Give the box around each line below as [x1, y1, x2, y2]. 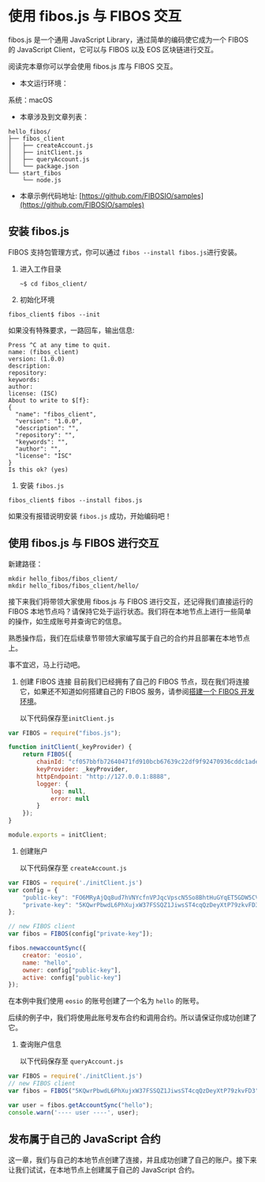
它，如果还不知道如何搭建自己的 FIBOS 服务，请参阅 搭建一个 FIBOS [19, 686, 239, 696]
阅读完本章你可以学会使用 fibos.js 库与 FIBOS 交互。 [8, 61, 177, 71]
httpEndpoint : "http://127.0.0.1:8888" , [36, 772, 171, 780]
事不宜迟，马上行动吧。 [8, 659, 84, 669]
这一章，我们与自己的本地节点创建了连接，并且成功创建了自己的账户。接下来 [8, 1155, 257, 1165]
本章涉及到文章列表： [19, 111, 89, 121]
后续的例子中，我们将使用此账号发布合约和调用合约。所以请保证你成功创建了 [8, 1013, 257, 1022]
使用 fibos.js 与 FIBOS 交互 [8, 7, 182, 25]
